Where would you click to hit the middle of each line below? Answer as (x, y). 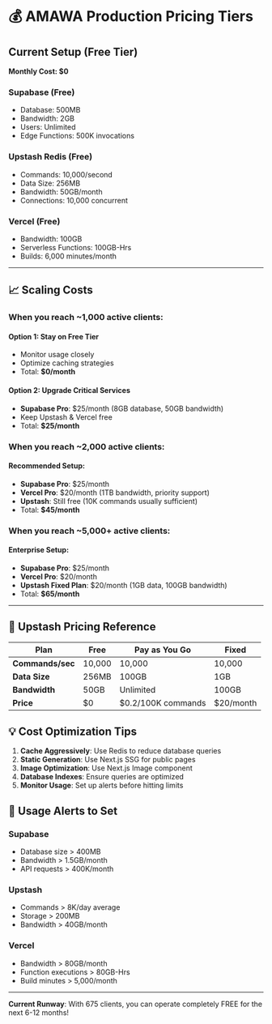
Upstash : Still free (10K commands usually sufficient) (109, 501)
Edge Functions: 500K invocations (77, 136)
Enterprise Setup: (39, 550)
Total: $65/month (50, 594)
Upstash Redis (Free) (51, 157)
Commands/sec (44, 663)
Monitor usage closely (57, 355)
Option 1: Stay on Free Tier (54, 336)
